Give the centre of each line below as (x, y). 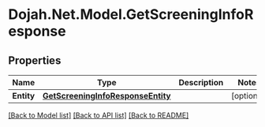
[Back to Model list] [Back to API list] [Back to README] (99, 115)
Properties (35, 60)
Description (201, 82)
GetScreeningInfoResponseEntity (106, 96)
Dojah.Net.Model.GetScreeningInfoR (131, 15)
